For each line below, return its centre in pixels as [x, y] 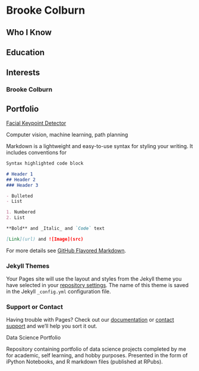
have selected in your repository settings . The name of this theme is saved [97, 285]
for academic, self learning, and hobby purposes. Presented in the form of [97, 356]
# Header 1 [20, 174]
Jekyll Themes [28, 266]
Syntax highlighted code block [45, 164]
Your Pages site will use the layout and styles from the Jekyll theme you [94, 279]
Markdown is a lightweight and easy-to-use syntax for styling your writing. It [99, 146]
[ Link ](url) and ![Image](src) [45, 239]
